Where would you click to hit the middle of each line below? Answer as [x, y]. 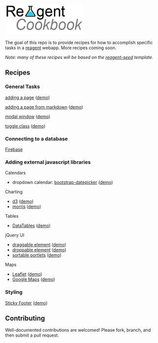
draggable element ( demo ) [39, 245]
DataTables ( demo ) [31, 226]
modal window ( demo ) [28, 116]
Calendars [15, 173]
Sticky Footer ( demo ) [26, 303]
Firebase [14, 149]
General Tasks [23, 86]
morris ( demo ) [27, 207]
